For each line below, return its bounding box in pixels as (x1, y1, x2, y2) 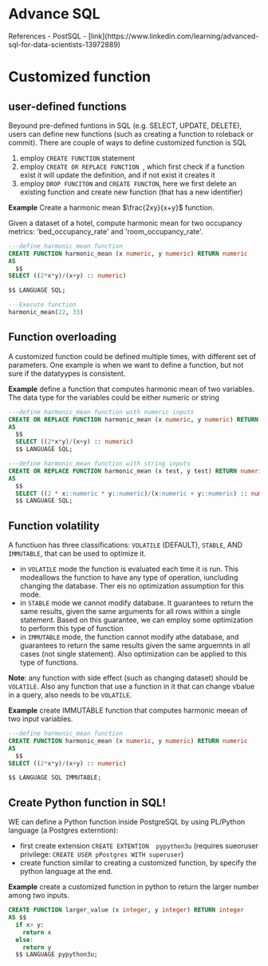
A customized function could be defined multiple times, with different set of (8, 351, 257, 361)
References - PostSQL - (8, 31, 87, 41)
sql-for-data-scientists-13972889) (8, 39, 121, 49)
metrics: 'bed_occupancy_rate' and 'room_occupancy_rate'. (8, 226, 203, 236)
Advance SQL (8, 5, 101, 23)
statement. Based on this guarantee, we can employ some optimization (19, 615, 254, 625)
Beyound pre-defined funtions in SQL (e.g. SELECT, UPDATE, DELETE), (8, 121, 242, 130)
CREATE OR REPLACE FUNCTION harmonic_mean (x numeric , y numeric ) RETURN (8, 415, 259, 424)
